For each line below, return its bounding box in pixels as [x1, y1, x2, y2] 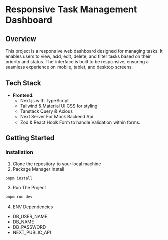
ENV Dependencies [12, 204, 53, 210]
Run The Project [12, 185, 46, 191]
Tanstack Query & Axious [20, 108, 73, 114]
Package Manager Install [12, 166, 65, 172]
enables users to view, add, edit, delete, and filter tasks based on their [5, 53, 151, 59]
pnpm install [5, 176, 33, 181]
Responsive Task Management [5, 4, 137, 15]
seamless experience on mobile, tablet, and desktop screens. [5, 64, 133, 70]
